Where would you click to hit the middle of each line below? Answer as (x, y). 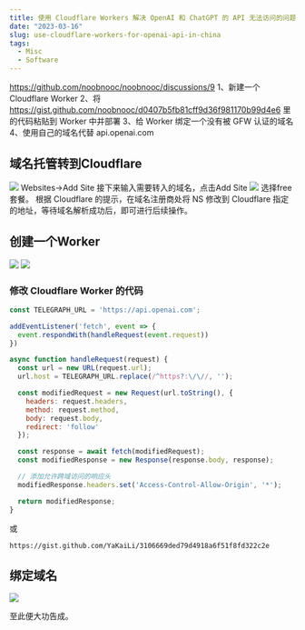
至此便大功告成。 (41, 616)
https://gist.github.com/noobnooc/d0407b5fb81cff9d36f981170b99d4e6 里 (150, 110)
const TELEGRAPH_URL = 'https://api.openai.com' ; (105, 310)
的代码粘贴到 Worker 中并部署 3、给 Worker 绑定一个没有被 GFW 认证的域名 (152, 121)
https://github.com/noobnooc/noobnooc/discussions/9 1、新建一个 (135, 87)
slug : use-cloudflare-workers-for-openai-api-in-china (115, 35)
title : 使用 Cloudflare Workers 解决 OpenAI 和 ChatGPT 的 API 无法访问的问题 (153, 18)
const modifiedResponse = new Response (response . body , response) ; (146, 460)
